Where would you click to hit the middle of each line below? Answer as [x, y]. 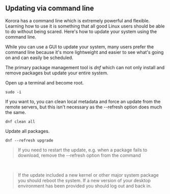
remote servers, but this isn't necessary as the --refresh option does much [84, 107]
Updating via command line [50, 8]
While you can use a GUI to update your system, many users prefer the [80, 47]
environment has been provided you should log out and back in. [84, 186]
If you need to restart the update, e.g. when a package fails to [82, 150]
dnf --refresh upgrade [29, 140]
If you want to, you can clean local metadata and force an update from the [83, 101]
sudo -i [13, 92]
